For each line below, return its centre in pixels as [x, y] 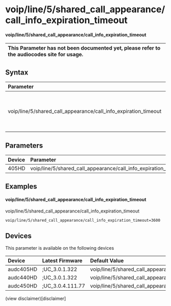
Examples [21, 187]
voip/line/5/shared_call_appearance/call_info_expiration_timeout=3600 [83, 220]
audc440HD [22, 278]
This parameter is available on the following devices [60, 248]
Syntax [17, 72]
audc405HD [22, 269]
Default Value [107, 261]
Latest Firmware [62, 261]
